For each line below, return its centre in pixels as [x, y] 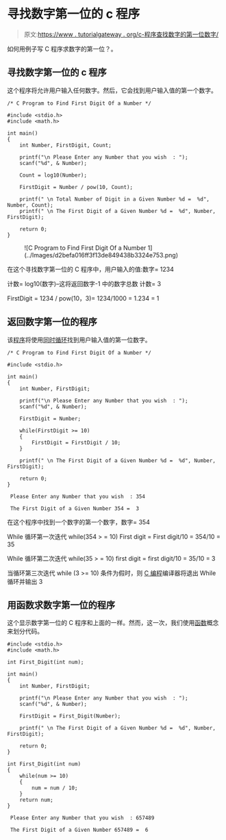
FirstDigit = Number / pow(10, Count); [76, 187]
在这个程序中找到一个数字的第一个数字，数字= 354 [79, 522]
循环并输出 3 [25, 581]
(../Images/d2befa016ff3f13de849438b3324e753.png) [101, 255]
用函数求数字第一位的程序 [61, 605]
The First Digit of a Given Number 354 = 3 [74, 508]
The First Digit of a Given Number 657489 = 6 [79, 830]
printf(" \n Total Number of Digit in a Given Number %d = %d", [115, 199]
